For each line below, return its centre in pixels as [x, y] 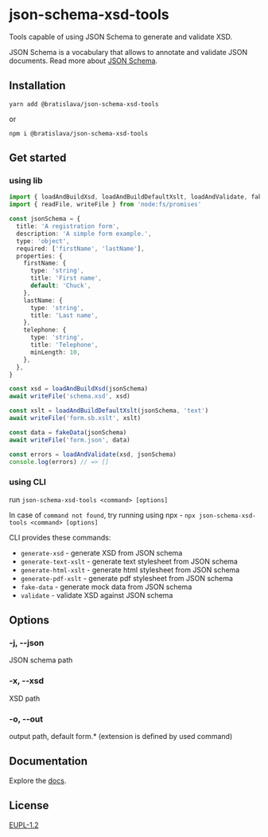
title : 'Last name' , [64, 315]
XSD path [25, 698]
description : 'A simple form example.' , [84, 234]
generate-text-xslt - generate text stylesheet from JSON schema [129, 561]
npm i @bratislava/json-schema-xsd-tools [79, 133]
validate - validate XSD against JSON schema [97, 595]
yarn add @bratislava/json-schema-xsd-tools [84, 104]
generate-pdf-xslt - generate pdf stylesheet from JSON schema [127, 578]
